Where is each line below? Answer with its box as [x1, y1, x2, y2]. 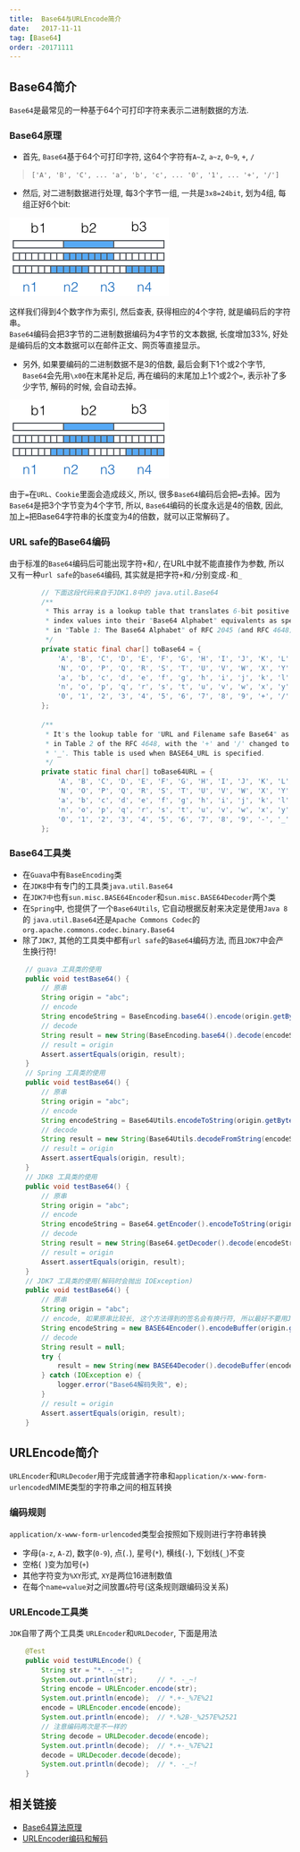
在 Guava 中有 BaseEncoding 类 [21, 869, 122, 879]
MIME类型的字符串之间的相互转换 [48, 1482, 172, 1493]
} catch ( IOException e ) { [41, 1371, 142, 1380]
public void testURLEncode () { [25, 1656, 142, 1665]
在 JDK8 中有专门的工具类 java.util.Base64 [21, 880, 173, 891]
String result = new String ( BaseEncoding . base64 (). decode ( [41, 1031, 266, 1040]
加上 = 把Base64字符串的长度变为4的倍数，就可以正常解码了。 [9, 511, 235, 522]
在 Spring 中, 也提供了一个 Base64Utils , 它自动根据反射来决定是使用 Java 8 [21, 903, 288, 913]
